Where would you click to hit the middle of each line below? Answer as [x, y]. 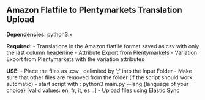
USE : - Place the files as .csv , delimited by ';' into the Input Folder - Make [99, 71]
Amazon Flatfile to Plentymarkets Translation [94, 10]
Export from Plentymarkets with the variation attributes [76, 59]
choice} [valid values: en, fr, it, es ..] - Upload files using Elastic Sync [93, 90]
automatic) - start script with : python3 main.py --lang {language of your [98, 84]
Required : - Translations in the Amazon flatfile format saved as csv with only [103, 46]
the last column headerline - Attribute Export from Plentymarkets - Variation [102, 52]
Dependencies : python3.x [39, 34]
